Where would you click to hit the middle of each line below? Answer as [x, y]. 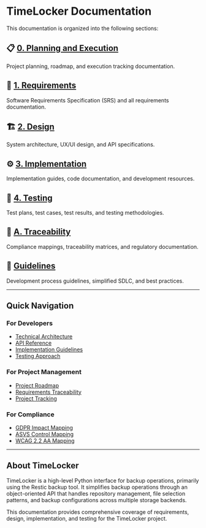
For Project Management [44, 372]
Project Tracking [36, 398]
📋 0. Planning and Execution [62, 48]
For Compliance [30, 414]
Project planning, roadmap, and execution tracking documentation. [91, 66]
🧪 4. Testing [29, 198]
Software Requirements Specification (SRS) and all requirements [88, 100]
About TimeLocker [43, 466]
